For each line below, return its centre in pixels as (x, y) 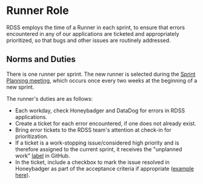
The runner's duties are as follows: (49, 98)
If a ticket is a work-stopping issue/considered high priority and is (97, 143)
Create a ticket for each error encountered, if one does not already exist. (106, 123)
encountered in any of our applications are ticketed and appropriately (93, 33)
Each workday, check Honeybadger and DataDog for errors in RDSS (100, 111)
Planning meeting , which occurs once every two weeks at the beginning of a (102, 80)
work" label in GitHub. (42, 155)
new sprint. (20, 87)
